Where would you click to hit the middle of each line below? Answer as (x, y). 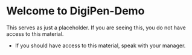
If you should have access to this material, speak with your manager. (100, 45)
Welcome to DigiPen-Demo (75, 11)
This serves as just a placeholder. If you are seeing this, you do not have (96, 27)
